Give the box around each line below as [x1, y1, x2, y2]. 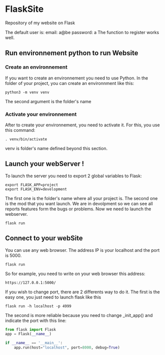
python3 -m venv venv [5, 90, 50, 95]
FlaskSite [5, 3, 44, 15]
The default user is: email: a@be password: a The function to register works [5, 29, 159, 35]
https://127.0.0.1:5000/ [5, 280, 56, 285]
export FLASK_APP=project [5, 182, 58, 187]
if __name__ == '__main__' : [5, 341, 63, 346]
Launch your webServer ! [5, 159, 85, 168]
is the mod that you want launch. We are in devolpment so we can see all [5, 200, 153, 206]
